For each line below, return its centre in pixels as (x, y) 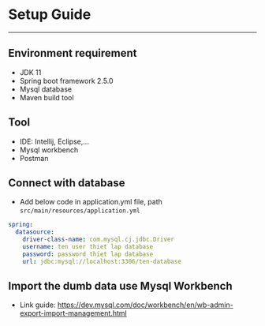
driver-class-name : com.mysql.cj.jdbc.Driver (99, 240)
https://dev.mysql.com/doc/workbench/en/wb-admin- (146, 305)
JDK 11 (30, 72)
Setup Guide (50, 15)
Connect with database (67, 183)
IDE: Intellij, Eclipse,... (54, 141)
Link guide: (38, 305)
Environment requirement (73, 53)
